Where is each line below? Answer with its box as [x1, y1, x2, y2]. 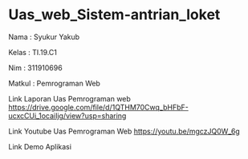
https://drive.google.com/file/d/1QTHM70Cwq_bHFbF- [8, 102, 189, 112]
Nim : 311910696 [8, 62, 63, 73]
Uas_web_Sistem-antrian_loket [8, 6, 221, 24]
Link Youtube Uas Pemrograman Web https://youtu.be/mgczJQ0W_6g [8, 126, 241, 136]
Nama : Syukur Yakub [8, 32, 80, 42]
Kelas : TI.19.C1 [8, 47, 58, 57]
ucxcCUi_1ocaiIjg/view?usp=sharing [8, 110, 127, 121]
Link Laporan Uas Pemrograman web [8, 93, 131, 103]
